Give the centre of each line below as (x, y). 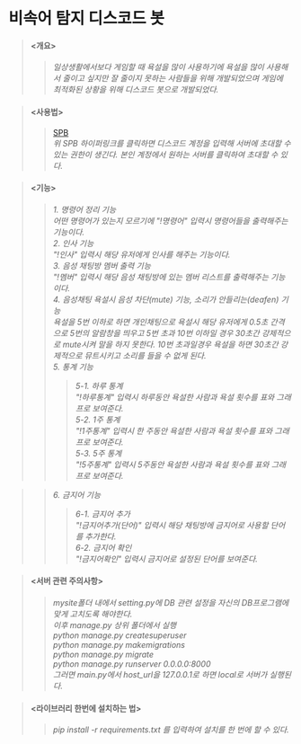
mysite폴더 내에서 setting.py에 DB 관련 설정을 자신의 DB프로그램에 (171, 602)
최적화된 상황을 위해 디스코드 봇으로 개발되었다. (136, 90)
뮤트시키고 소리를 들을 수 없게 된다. (145, 355)
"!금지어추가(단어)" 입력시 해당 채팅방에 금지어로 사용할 (172, 525)
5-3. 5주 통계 (98, 453)
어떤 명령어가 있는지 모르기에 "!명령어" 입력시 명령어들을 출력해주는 (170, 220)
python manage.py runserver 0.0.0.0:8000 (132, 664)
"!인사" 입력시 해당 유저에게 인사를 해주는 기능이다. (142, 254)
